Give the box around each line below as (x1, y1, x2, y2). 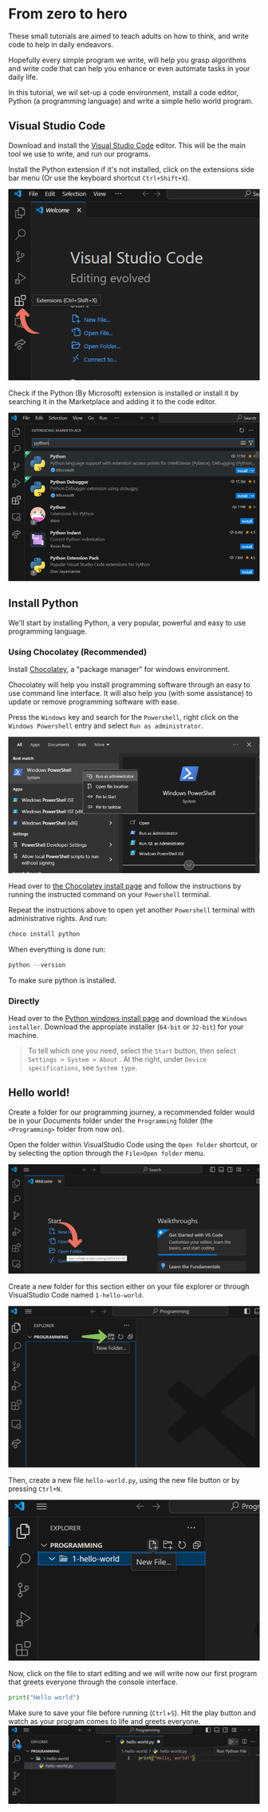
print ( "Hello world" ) (8, 1693, 81, 1702)
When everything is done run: (8, 944, 106, 954)
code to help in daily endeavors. (8, 39, 114, 49)
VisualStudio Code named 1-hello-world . (8, 1290, 144, 1300)
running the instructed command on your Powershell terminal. (8, 889, 211, 899)
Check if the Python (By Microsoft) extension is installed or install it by (8, 388, 239, 398)
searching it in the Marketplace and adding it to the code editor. (8, 397, 217, 406)
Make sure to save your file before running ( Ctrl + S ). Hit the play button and (8, 1707, 257, 1718)
